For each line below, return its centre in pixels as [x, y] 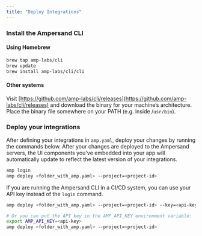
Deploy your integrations [43, 127]
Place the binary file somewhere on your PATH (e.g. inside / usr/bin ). [91, 111]
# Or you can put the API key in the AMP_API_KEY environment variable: [99, 216]
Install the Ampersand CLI [45, 33]
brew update [21, 66]
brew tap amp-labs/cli [35, 60]
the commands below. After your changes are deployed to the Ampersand [98, 146]
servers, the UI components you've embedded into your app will [86, 153]
